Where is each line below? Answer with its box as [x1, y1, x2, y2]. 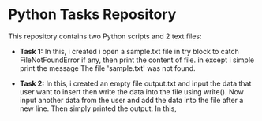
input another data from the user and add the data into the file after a [19, 95, 244, 104]
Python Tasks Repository [8, 5, 177, 24]
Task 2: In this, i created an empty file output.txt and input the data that [19, 79, 252, 88]
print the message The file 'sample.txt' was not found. [19, 63, 196, 72]
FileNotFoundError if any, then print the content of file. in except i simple [19, 55, 255, 64]
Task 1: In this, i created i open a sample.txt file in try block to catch [19, 46, 239, 56]
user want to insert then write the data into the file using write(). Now [19, 86, 245, 96]
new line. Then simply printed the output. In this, [19, 104, 178, 113]
